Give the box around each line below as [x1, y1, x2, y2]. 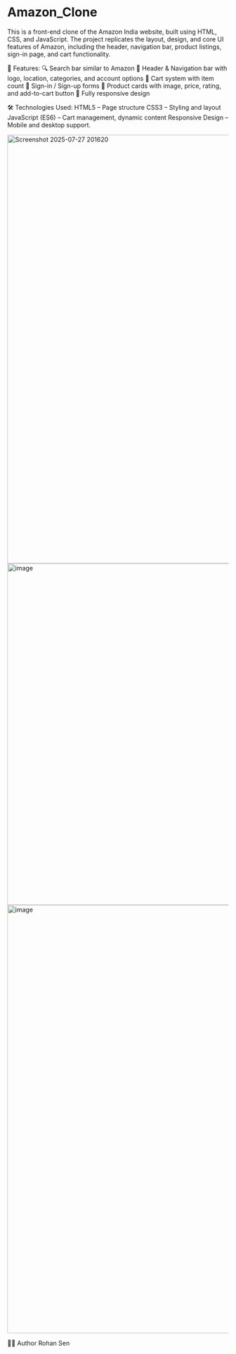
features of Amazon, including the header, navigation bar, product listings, [7, 42, 222, 51]
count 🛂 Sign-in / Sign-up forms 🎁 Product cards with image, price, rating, [7, 82, 221, 90]
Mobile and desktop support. [7, 120, 91, 129]
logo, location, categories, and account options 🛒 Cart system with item [7, 74, 214, 82]
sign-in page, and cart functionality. [7, 50, 111, 58]
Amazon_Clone [7, 4, 98, 20]
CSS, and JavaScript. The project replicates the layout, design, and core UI [7, 34, 224, 43]
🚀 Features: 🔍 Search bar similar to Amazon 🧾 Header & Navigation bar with [7, 64, 228, 72]
